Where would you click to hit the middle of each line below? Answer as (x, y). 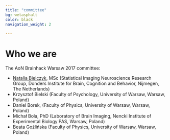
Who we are (31, 54)
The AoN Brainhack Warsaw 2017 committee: (53, 68)
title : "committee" (26, 10)
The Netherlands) (31, 89)
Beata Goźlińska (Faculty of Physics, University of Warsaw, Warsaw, (84, 127)
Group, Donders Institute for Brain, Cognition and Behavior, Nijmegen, (86, 84)
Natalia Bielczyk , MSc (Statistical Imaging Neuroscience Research (82, 78)
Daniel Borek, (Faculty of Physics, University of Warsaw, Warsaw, (81, 105)
